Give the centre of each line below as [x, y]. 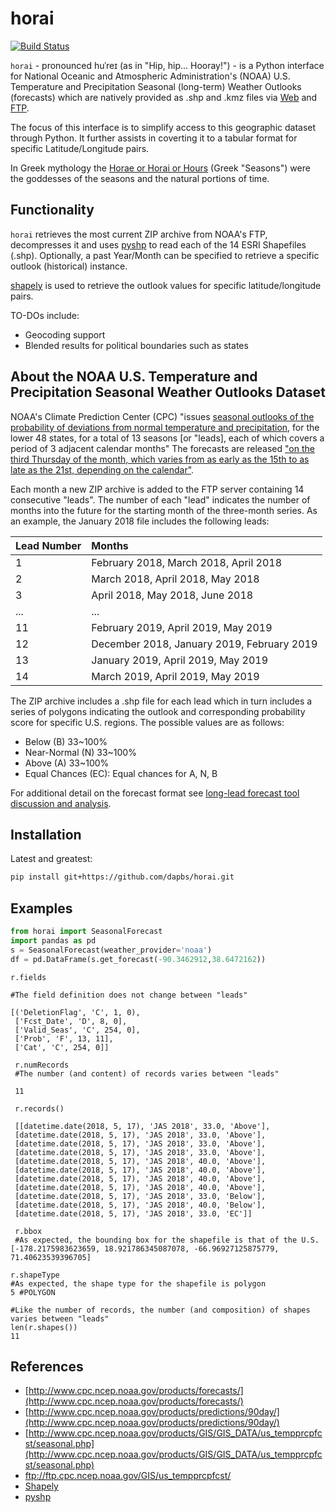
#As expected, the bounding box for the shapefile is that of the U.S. [167, 1240]
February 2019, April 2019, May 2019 [182, 627]
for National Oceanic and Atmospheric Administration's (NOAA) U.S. [150, 76]
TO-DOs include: [45, 315]
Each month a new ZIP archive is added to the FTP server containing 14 [157, 489]
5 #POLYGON [33, 1292]
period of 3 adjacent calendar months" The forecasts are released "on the [162, 448]
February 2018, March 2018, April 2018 [187, 562]
